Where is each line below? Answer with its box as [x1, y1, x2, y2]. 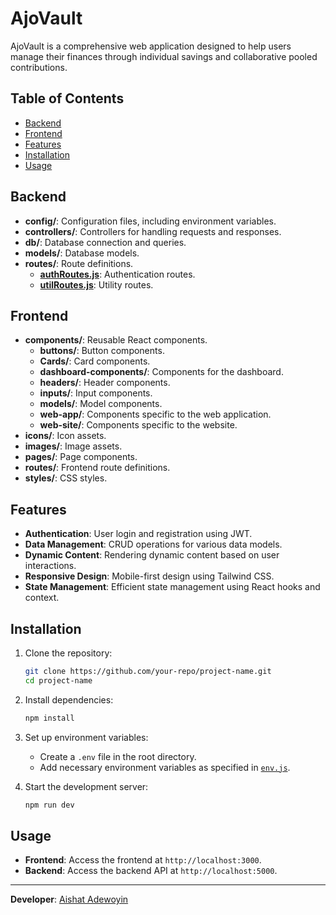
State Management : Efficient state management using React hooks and [24, 581, 321, 593]
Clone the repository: [24, 647, 113, 659]
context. [24, 592, 60, 604]
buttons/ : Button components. [39, 345, 165, 357]
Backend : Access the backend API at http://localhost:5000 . [24, 865, 278, 877]
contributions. [10, 61, 68, 73]
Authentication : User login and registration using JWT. [24, 528, 253, 540]
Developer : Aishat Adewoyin [10, 893, 129, 906]
